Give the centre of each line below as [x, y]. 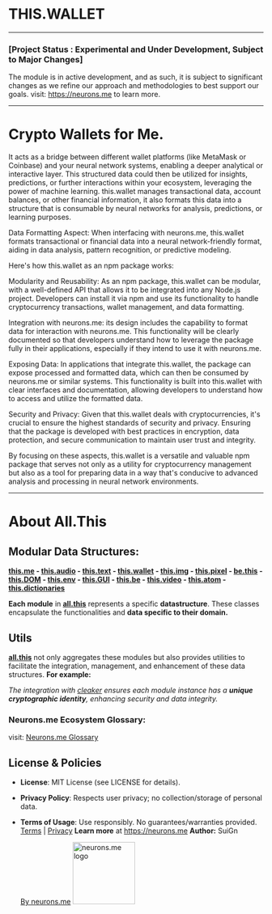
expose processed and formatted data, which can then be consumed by [129, 373]
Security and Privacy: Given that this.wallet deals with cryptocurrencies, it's [134, 414]
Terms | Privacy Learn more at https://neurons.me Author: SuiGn [129, 831]
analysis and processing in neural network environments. [104, 481]
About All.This [57, 522]
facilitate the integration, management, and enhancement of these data [127, 666]
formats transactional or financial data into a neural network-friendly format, [135, 241]
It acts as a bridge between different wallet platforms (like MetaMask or [127, 157]
